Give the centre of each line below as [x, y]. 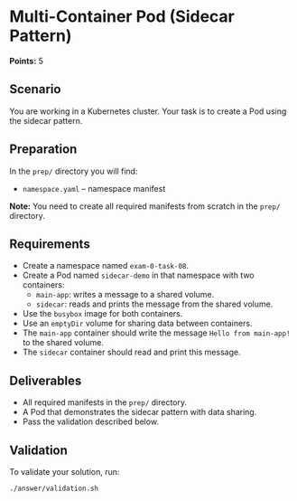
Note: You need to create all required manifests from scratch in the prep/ [145, 206]
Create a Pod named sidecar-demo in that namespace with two [138, 275]
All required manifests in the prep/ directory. [105, 402]
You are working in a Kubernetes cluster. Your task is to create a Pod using [148, 111]
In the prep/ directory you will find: [74, 171]
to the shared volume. [63, 343]
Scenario [35, 89]
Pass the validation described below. [91, 421]
